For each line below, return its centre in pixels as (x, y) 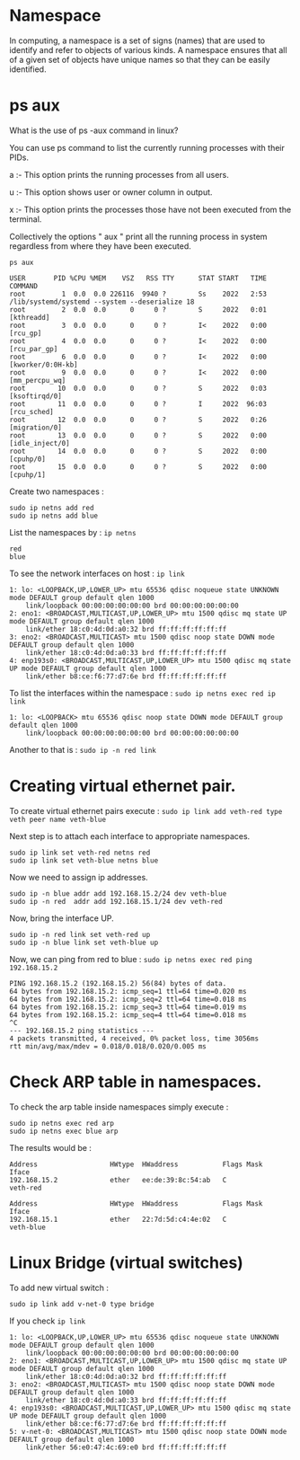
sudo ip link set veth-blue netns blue (84, 860)
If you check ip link (48, 1321)
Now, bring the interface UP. (62, 918)
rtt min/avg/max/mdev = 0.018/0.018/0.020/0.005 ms (108, 1046)
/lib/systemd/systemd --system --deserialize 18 (102, 302)
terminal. (26, 219)
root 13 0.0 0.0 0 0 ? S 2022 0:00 (138, 435)
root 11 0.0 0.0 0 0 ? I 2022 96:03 (138, 404)
